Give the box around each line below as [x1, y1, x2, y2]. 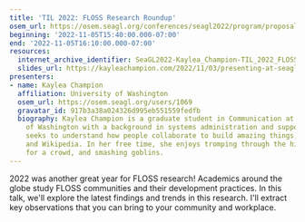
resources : [9, 47, 51, 56]
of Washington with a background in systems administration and [25, 123, 274, 132]
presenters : [9, 72, 54, 82]
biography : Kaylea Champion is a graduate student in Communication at [17, 114, 295, 123]
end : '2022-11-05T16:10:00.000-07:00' [9, 38, 156, 48]
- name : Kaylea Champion [9, 81, 103, 90]
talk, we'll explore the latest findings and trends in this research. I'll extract [9, 192, 288, 203]
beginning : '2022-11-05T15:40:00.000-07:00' [9, 30, 181, 39]
